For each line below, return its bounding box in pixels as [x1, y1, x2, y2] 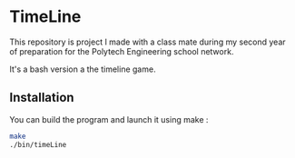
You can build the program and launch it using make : [9, 114, 209, 124]
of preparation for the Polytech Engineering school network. [9, 45, 234, 56]
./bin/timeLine [9, 140, 67, 149]
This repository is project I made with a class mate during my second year [9, 36, 286, 47]
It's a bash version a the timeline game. [9, 64, 156, 74]
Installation [9, 90, 74, 105]
